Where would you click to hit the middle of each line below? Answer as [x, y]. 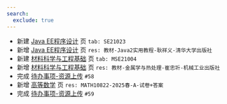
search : [18, 14]
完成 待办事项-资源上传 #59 [55, 93]
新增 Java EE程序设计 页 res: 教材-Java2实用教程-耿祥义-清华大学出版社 [115, 50]
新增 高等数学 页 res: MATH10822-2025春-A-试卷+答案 [90, 84]
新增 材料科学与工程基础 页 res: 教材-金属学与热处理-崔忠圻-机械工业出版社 [118, 67]
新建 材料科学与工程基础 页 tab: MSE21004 [77, 58]
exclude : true [33, 20]
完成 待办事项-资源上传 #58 [55, 76]
